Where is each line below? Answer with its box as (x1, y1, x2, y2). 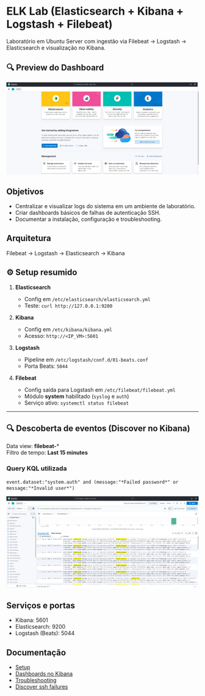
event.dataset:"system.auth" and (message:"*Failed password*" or (6, 479, 179, 485)
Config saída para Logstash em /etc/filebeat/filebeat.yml (24, 386, 176, 393)
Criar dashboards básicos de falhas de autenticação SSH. (15, 209, 160, 216)
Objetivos (6, 186, 44, 196)
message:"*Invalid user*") (6, 485, 75, 491)
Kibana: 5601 (15, 616, 48, 624)
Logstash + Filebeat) (6, 17, 113, 31)
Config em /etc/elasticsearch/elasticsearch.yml (24, 295, 151, 302)
